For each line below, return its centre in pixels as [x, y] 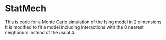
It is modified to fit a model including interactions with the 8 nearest [74, 27]
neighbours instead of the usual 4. [40, 32]
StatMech [26, 9]
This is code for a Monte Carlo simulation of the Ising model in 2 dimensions [83, 22]
